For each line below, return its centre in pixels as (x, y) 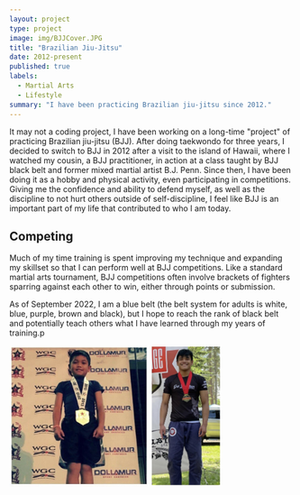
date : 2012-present (46, 57)
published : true (40, 67)
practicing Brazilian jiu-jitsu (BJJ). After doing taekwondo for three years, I (147, 141)
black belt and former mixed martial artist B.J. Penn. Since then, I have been (150, 170)
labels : (24, 77)
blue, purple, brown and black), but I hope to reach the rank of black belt (144, 314)
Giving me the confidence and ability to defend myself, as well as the (137, 188)
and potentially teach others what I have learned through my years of (137, 324)
